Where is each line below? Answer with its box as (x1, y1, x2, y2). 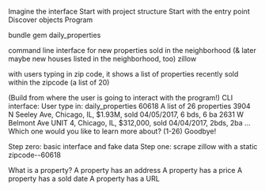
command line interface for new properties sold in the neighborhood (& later (8, 46, 257, 54)
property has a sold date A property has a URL (8, 174, 160, 183)
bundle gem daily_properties (8, 31, 101, 39)
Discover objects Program (8, 15, 93, 24)
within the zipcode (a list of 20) (8, 78, 110, 87)
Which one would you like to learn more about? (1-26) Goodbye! (8, 126, 217, 136)
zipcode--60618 (8, 150, 62, 159)
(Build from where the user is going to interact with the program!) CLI (8, 93, 233, 102)
